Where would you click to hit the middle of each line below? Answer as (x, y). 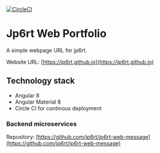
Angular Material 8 (38, 102)
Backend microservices (42, 123)
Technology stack (41, 81)
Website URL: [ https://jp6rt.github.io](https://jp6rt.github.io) (80, 62)
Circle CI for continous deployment (58, 108)
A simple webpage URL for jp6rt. (47, 50)
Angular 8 (27, 95)
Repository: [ (22, 137)
